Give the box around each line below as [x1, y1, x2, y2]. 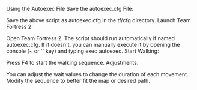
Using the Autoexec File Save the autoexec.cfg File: [6, 5, 134, 12]
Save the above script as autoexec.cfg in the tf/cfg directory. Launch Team [6, 17, 191, 23]
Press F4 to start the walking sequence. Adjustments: [6, 59, 139, 66]
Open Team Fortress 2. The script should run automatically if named [6, 35, 175, 41]
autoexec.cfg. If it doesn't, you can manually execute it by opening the [6, 41, 180, 48]
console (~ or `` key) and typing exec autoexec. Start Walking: [6, 47, 159, 55]
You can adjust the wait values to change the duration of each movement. [6, 71, 189, 77]
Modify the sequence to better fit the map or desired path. [6, 77, 150, 84]
